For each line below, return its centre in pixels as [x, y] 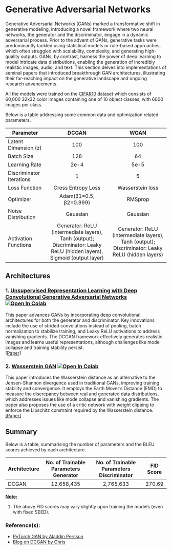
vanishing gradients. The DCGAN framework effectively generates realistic [84, 336]
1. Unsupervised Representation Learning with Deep [71, 290]
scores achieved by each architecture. [46, 450]
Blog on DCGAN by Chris [39, 542]
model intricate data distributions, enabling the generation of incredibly [80, 62]
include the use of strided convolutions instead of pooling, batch [73, 325]
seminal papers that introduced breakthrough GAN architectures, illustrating [85, 72]
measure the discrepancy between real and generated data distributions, [82, 394]
